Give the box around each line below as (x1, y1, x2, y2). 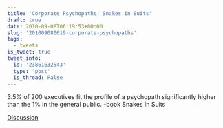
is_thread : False (13, 74, 63, 81)
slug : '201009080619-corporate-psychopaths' (7, 29, 137, 36)
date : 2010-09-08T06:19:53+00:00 (7, 23, 103, 30)
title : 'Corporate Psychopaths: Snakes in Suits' (7, 10, 153, 17)
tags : (7, 36, 23, 43)
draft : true (7, 17, 41, 23)
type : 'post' (13, 67, 51, 74)
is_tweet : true (7, 49, 51, 56)
